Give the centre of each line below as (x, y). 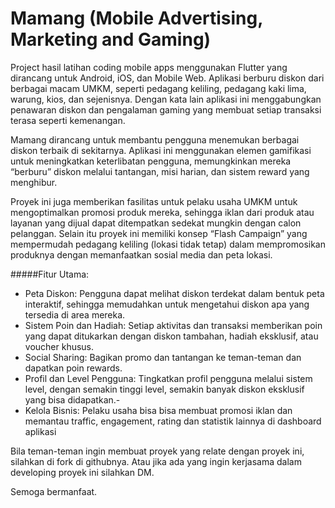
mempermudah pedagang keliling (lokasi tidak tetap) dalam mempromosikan (168, 244)
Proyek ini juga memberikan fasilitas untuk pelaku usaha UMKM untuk (154, 201)
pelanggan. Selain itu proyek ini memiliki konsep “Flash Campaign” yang (159, 233)
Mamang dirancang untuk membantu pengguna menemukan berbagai (155, 139)
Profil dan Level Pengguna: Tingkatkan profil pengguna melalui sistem (168, 378)
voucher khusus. (59, 346)
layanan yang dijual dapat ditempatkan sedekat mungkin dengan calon (156, 223)
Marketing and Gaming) (111, 39)
